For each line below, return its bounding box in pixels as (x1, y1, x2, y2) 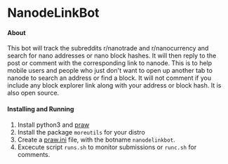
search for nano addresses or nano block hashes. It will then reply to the (7, 51, 217, 60)
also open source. (7, 89, 60, 97)
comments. (17, 150, 51, 158)
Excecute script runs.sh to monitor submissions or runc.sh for (17, 142, 197, 151)
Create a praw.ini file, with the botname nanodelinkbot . (17, 135, 175, 144)
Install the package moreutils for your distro (17, 128, 145, 136)
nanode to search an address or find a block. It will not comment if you (7, 74, 212, 82)
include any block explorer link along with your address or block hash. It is (7, 81, 222, 90)
